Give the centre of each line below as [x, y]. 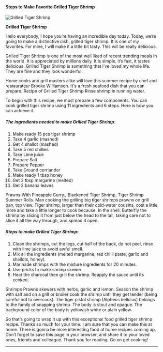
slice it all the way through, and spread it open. [52, 221]
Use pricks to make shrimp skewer [47, 270]
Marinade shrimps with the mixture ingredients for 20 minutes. [75, 264]
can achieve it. [20, 111]
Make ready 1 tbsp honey [37, 175]
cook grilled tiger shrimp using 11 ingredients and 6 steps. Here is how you [80, 106]
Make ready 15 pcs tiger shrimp [44, 134]
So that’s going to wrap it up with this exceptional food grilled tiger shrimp [79, 319]
